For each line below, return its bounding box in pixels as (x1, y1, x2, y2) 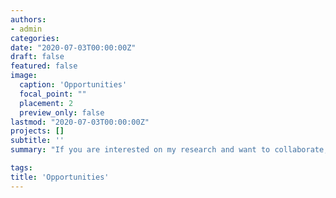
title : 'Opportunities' (10, 172, 110, 182)
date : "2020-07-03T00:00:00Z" (10, 42, 137, 53)
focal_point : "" (19, 89, 87, 99)
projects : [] (10, 126, 65, 136)
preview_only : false (19, 107, 105, 118)
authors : (10, 14, 47, 25)
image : (10, 71, 38, 81)
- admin (10, 24, 43, 34)
